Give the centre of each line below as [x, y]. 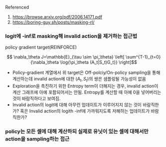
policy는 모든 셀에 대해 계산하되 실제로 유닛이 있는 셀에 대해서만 [77, 131]
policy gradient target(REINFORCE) [41, 47]
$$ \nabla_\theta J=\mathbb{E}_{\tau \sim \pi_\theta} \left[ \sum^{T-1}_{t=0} [84, 57]
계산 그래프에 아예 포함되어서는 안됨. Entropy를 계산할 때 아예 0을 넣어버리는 [87, 92]
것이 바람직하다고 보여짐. [36, 98]
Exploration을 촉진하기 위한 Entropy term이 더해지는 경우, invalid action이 [85, 86]
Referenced [17, 7]
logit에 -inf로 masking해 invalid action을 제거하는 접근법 [71, 36]
